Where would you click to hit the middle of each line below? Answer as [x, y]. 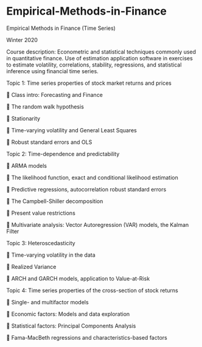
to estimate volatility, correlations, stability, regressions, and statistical [94, 65]
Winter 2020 [22, 40]
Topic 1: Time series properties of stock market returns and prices [89, 83]
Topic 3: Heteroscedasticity [41, 243]
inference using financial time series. [52, 71]
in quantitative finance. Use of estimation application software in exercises [99, 58]
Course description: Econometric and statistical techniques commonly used [101, 52]
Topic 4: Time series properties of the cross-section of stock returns [92, 290]
